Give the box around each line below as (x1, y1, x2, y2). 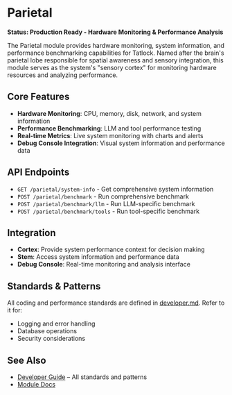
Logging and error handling (17, 319, 96, 328)
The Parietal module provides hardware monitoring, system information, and (7, 41, 225, 49)
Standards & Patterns (7, 280, 101, 292)
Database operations (17, 327, 78, 335)
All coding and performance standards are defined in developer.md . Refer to (7, 299, 225, 307)
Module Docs (17, 380, 56, 388)
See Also (7, 354, 46, 366)
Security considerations (17, 335, 86, 343)
